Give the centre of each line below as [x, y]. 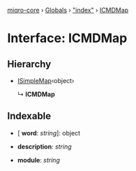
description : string [44, 147]
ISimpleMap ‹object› [46, 81]
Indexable [29, 116]
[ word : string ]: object [49, 133]
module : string [39, 160]
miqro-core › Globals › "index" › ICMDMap [68, 10]
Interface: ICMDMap [67, 38]
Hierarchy [29, 64]
